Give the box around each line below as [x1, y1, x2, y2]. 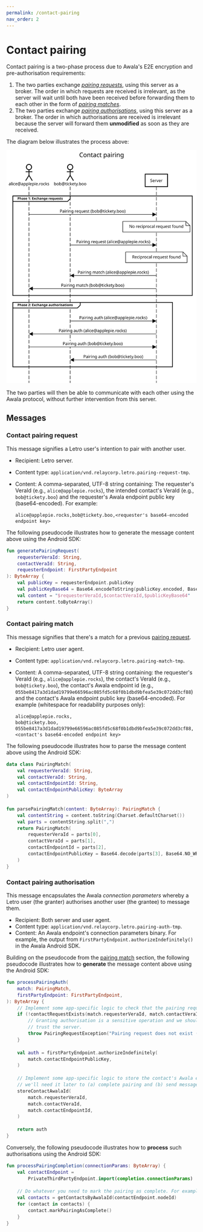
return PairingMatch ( [17, 825, 71, 831]
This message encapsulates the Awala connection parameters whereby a [6, 892, 189, 899]
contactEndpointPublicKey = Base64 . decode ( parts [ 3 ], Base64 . [28, 851, 185, 857]
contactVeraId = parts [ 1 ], [28, 838, 96, 844]
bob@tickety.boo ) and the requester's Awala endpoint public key [14, 493, 175, 500]
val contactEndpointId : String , [17, 780, 98, 787]
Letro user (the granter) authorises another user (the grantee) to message [6, 898, 190, 905]
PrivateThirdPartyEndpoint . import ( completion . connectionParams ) [28, 1176, 193, 1182]
